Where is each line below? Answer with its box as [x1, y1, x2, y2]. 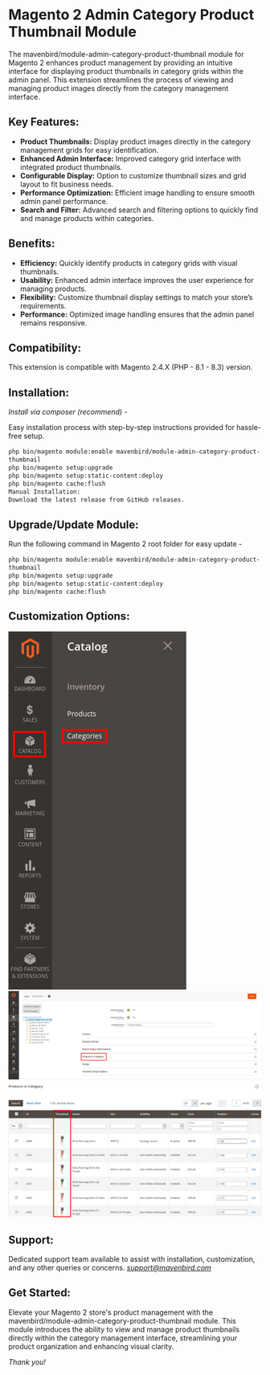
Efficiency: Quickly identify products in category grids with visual [19, 258, 238, 268]
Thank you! [8, 1357, 47, 1367]
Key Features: [8, 115, 80, 129]
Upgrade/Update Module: [8, 518, 139, 531]
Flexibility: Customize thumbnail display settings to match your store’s [19, 292, 253, 302]
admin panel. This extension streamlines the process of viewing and [8, 75, 234, 84]
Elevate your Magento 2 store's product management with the [8, 1307, 214, 1317]
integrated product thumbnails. [19, 162, 123, 172]
